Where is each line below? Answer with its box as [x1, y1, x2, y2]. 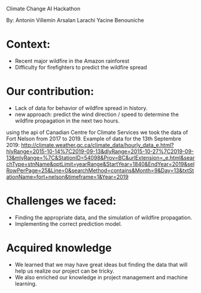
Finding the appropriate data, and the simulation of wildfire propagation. [14, 213, 193, 221]
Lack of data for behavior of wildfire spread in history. [14, 104, 148, 111]
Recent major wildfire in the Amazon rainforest [14, 57, 130, 65]
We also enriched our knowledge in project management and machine [14, 273, 188, 280]
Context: [6, 38, 51, 51]
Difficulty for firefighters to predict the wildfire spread [14, 63, 148, 71]
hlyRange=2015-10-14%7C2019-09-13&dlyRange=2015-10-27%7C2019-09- [6, 148, 194, 155]
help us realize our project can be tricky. [14, 267, 115, 274]
